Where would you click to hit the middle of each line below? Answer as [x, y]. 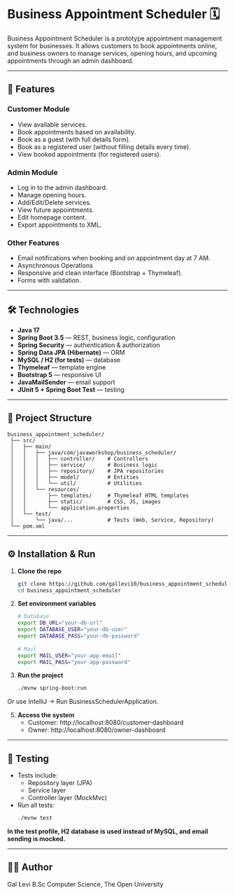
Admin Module [33, 172]
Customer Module [38, 109]
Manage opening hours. [52, 195]
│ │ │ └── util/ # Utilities [76, 483]
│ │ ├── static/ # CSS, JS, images [85, 502]
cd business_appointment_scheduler [69, 590]
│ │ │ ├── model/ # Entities [74, 477]
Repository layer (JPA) [60, 783]
